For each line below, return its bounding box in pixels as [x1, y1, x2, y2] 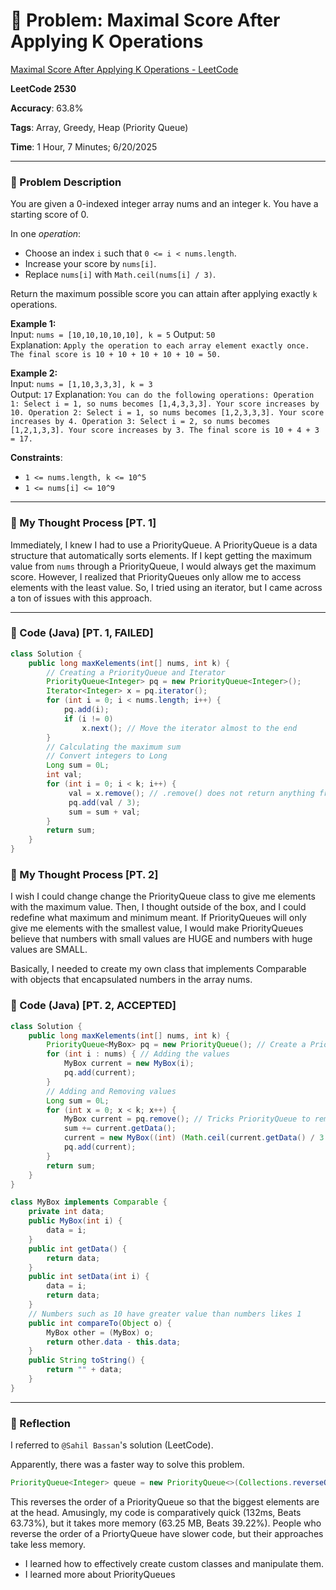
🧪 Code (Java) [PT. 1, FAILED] [10, 626, 154, 640]
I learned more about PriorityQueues [24, 1568, 176, 1580]
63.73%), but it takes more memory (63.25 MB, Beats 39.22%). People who [10, 1517, 322, 1529]
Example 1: [10, 318, 57, 330]
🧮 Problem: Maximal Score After [10, 9, 281, 32]
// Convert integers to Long [46, 751, 168, 761]
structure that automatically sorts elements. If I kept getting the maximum [10, 549, 312, 561]
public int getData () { [28, 1244, 128, 1254]
